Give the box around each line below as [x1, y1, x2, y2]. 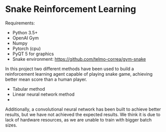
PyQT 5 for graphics [12, 51, 54, 57]
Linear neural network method [12, 91, 75, 97]
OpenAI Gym [12, 35, 39, 41]
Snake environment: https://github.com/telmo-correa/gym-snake [12, 56, 146, 62]
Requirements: [5, 20, 35, 26]
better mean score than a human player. [5, 76, 87, 82]
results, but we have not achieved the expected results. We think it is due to [5, 111, 161, 118]
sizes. [5, 122, 17, 128]
